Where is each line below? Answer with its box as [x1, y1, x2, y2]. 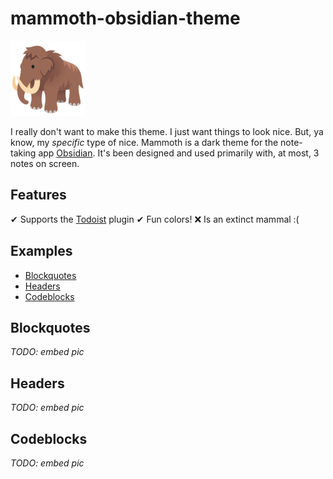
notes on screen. [10, 157, 80, 169]
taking [10, 147, 37, 159]
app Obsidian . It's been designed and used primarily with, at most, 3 [38, 147, 320, 159]
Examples [10, 243, 73, 260]
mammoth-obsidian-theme [10, 7, 241, 30]
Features [10, 187, 67, 204]
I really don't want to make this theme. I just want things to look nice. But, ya [10, 125, 324, 137]
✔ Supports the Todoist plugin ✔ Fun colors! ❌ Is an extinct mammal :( [10, 213, 300, 225]
